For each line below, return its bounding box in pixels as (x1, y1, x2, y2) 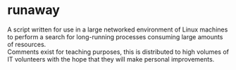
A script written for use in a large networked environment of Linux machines (7, 25, 228, 34)
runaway (7, 2, 60, 18)
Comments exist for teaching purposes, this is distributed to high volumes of (7, 48, 230, 56)
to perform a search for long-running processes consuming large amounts (7, 32, 223, 41)
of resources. (7, 40, 46, 48)
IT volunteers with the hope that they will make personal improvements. (7, 55, 215, 63)
